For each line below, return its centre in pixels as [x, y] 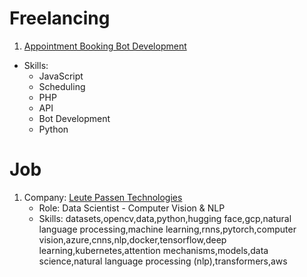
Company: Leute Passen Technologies [103, 197]
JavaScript [61, 76]
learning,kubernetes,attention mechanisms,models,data [153, 250]
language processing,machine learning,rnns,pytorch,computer [167, 229]
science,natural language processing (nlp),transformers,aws [163, 261]
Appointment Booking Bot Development [105, 46]
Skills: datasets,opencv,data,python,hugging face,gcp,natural [165, 218]
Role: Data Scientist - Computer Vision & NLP [132, 208]
